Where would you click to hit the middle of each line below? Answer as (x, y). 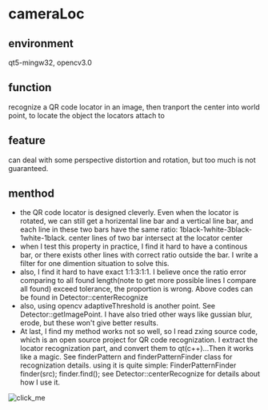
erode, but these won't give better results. (89, 323)
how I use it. (40, 382)
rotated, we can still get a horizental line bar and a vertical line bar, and (136, 221)
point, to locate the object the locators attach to (87, 115)
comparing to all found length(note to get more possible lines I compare (138, 281)
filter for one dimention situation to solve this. (94, 264)
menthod (31, 194)
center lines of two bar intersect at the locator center (156, 238)
